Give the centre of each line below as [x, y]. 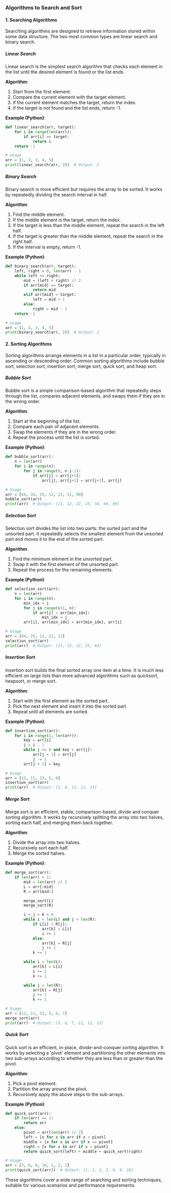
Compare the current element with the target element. [69, 97]
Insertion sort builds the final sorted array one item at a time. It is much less [85, 670]
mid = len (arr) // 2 [45, 882]
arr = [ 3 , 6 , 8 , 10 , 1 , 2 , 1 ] [38, 1165]
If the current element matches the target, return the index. [75, 103]
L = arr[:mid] [39, 887]
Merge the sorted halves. [39, 853]
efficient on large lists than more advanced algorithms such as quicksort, [82, 676]
